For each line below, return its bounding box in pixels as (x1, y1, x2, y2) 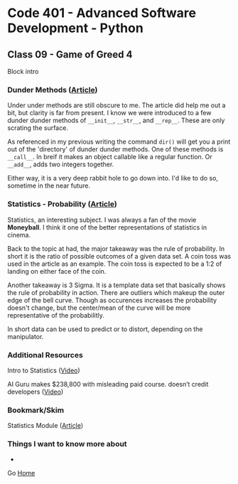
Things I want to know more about (7, 439, 127, 449)
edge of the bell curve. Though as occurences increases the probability (7, 296, 217, 304)
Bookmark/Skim (7, 405, 65, 415)
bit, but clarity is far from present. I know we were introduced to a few (7, 109, 212, 117)
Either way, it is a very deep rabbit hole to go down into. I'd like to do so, (7, 174, 219, 183)
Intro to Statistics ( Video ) (7, 366, 80, 375)
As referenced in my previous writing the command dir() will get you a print (7, 137, 231, 146)
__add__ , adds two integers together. (7, 160, 114, 168)
